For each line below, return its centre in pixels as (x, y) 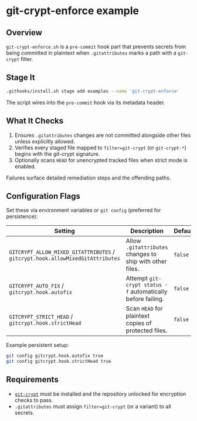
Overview (24, 33)
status (153, 285)
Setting (64, 231)
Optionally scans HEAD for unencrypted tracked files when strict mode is (101, 160)
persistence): (22, 216)
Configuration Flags (43, 196)
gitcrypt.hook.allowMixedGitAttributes (64, 259)
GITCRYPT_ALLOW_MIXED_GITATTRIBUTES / (62, 252)
